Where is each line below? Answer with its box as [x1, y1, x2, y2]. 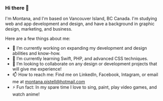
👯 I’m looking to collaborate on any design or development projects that [12, 61, 158, 67]
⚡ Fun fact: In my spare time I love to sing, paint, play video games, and [12, 84, 157, 90]
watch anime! [12, 91, 40, 98]
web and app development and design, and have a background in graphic [5, 21, 155, 27]
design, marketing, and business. [5, 26, 72, 32]
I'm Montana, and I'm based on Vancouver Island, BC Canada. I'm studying [5, 16, 158, 22]
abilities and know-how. [12, 50, 61, 56]
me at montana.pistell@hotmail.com [12, 79, 85, 85]
